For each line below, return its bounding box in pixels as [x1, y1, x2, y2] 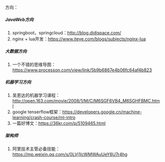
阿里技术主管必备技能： [12, 146, 60, 152]
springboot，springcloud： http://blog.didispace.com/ [12, 30, 122, 35]
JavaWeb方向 [5, 16, 33, 22]
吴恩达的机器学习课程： [12, 92, 60, 98]
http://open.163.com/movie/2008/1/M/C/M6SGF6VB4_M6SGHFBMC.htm [12, 97, 160, 103]
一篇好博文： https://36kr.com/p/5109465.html [12, 120, 106, 126]
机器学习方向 [5, 79, 31, 85]
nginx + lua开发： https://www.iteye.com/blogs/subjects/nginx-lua [12, 36, 146, 42]
